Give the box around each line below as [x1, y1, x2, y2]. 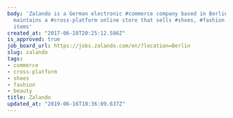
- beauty [7, 87, 33, 94]
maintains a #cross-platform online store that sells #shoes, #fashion [13, 17, 225, 24]
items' [13, 23, 33, 30]
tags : [7, 56, 23, 62]
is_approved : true [7, 36, 60, 43]
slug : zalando [7, 49, 49, 56]
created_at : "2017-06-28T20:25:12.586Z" [7, 29, 126, 37]
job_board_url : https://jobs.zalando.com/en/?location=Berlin [7, 42, 191, 49]
